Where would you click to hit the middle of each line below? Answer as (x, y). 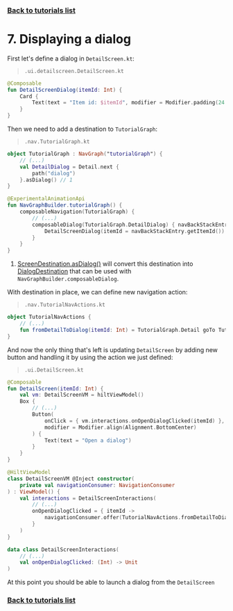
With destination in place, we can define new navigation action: (97, 292)
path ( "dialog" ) (54, 173)
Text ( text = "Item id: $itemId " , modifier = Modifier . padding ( (125, 103)
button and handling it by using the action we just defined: (90, 357)
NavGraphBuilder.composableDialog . (68, 279)
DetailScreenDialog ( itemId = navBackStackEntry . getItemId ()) (135, 231)
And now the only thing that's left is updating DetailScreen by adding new (113, 349)
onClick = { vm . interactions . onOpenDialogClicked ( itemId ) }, (135, 421)
